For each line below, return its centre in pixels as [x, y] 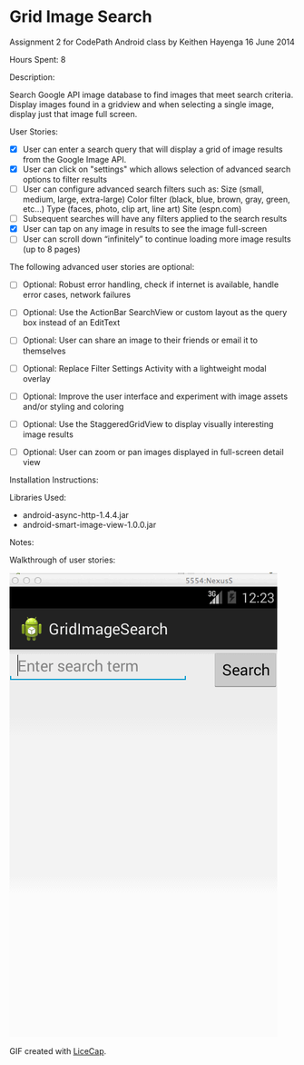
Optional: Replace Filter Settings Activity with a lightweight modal [144, 368]
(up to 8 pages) [51, 249]
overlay [37, 378]
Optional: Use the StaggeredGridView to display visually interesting [148, 423]
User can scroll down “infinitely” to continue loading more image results [157, 239]
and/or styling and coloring [73, 406]
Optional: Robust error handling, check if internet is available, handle [151, 284]
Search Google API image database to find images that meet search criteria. [152, 95]
